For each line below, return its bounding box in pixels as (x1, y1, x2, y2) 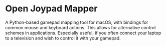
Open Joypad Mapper (5, 3, 98, 14)
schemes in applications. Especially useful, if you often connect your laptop (5, 30, 161, 36)
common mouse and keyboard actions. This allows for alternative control (5, 24, 156, 30)
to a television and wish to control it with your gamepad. (5, 35, 121, 41)
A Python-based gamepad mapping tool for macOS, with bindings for (5, 19, 148, 25)
